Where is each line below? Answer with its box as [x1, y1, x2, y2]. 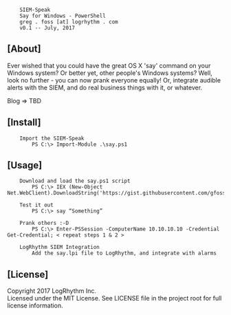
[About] [7, 43, 41, 55]
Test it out [19, 202, 54, 209]
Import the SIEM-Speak [19, 135, 85, 142]
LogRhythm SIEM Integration [19, 244, 100, 251]
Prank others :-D [19, 220, 69, 227]
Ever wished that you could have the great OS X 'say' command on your [7, 61, 211, 69]
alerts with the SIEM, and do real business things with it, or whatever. [7, 83, 203, 91]
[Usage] [7, 160, 43, 171]
